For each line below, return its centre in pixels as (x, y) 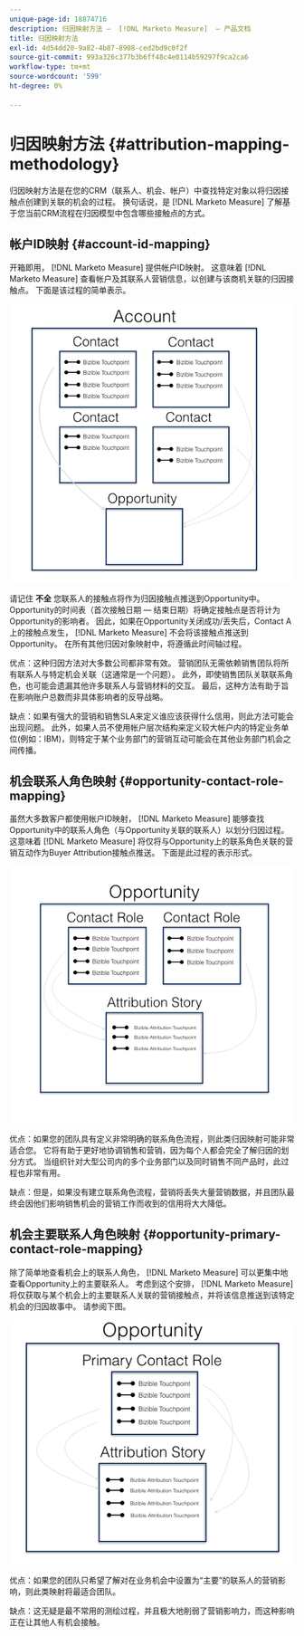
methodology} (65, 164)
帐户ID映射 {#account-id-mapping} (110, 244)
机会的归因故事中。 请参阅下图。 (70, 1306)
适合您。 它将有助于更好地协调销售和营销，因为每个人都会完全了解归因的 (145, 1150)
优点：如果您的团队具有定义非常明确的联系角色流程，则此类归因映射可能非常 (152, 1139)
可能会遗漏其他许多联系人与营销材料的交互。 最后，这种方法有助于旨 (161, 685)
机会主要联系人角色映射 (75, 1234)
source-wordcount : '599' (56, 77)
